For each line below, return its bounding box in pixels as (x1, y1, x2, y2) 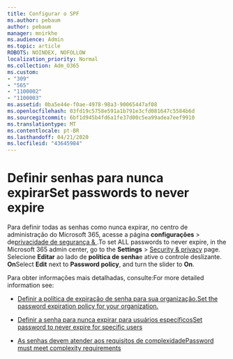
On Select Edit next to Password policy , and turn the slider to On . (7, 260, 195, 269)
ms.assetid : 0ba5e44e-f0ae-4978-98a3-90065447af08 (7, 101, 158, 108)
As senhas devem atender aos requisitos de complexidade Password (17, 337, 214, 345)
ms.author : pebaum (7, 17, 61, 24)
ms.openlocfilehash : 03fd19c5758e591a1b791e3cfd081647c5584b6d (7, 108, 195, 115)
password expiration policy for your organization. (17, 302, 159, 311)
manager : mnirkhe (7, 29, 58, 37)
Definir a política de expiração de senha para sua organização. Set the (17, 295, 218, 303)
